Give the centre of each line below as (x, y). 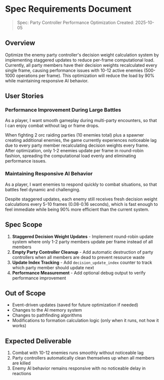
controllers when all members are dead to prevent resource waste (78, 257)
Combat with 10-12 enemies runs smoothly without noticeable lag (78, 353)
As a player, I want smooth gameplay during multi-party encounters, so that (81, 120)
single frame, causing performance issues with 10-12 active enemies (74, 70)
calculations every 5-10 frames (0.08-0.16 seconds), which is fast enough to (82, 204)
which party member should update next (53, 267)
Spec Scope (24, 225)
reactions (22, 374)
